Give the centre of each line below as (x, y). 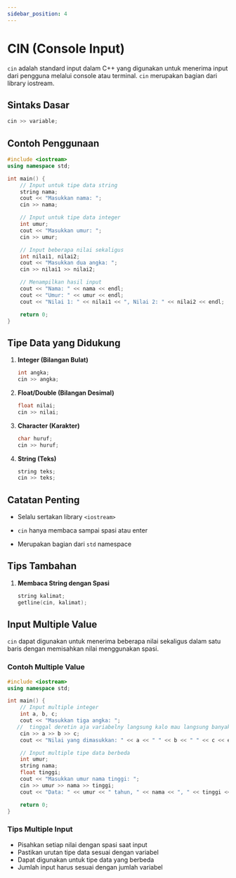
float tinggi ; (40, 772)
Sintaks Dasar (39, 105)
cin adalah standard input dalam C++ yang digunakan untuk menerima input (118, 68)
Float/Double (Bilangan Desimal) (66, 393)
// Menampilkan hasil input (61, 282)
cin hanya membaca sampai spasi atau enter (83, 530)
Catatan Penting (44, 500)
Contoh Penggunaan (53, 143)
